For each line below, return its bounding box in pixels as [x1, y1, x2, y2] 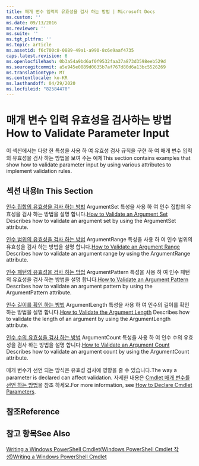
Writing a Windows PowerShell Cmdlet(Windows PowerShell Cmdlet [6, 445, 173, 452]
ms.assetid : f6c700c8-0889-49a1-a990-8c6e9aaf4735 [6, 48, 134, 53]
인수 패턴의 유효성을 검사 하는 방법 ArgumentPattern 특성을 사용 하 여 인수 [6, 268, 179, 275]
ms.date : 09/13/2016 [6, 20, 58, 26]
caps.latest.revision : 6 [6, 53, 68, 59]
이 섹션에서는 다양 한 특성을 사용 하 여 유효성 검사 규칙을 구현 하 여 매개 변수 [6, 147, 182, 154]
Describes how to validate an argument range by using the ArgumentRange [6, 250, 191, 257]
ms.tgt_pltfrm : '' [6, 36, 52, 42]
